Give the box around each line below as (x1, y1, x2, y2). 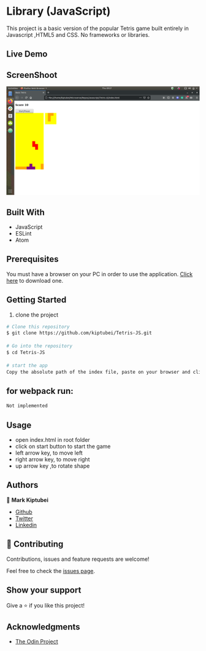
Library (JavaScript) (6, 4, 111, 18)
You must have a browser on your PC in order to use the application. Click (6, 270, 193, 277)
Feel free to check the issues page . (6, 567, 95, 574)
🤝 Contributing (6, 539, 64, 550)
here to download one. (6, 277, 63, 284)
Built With (6, 207, 45, 217)
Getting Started (6, 295, 67, 305)
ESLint (15, 229, 32, 237)
